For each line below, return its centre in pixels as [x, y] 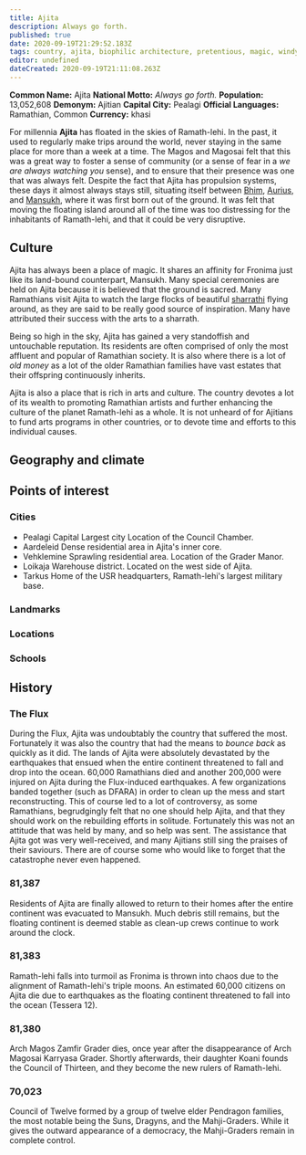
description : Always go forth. [69, 26]
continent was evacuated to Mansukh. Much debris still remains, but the [144, 913]
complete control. [42, 1140]
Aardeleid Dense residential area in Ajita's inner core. [122, 546]
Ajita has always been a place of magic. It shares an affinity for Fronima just [151, 269]
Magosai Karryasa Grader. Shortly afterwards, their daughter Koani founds [149, 1058]
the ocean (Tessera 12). [54, 1004]
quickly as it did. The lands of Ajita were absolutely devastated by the [140, 753]
